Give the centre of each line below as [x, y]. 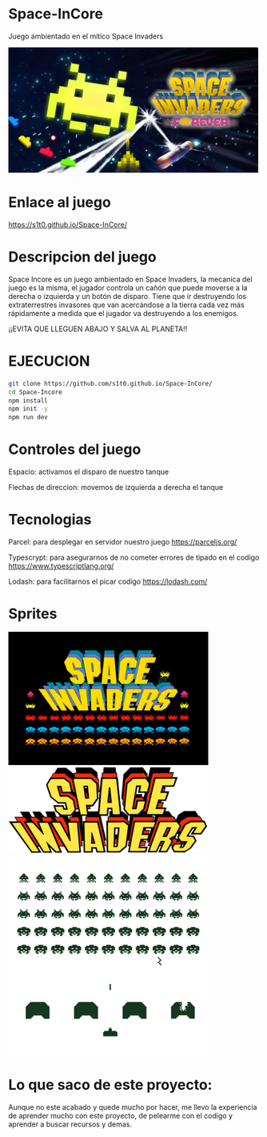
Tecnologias [50, 520]
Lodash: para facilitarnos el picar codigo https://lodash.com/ [108, 581]
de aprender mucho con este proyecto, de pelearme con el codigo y [121, 1116]
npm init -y [28, 409]
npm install [28, 401]
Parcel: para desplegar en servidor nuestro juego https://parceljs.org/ [123, 542]
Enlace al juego [60, 202]
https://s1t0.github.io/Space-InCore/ [68, 225]
